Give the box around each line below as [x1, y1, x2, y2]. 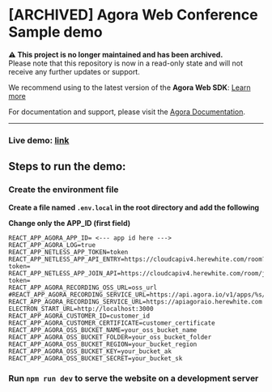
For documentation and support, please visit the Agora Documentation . [8, 107, 245, 117]
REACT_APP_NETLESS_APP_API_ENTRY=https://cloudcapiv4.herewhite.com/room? [8, 255, 266, 263]
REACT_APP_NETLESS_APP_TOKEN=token [8, 248, 129, 256]
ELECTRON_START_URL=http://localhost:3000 [8, 305, 154, 313]
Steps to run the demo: [8, 160, 126, 173]
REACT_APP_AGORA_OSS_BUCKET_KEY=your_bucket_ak [8, 347, 172, 356]
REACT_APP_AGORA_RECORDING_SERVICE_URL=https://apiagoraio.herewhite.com [8, 297, 263, 305]
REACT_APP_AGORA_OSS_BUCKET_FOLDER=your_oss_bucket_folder [8, 333, 212, 341]
